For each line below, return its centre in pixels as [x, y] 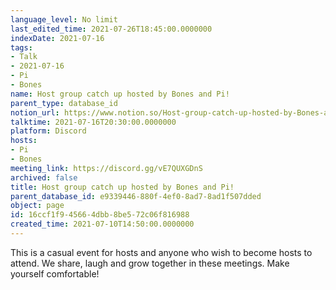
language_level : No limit [64, 19]
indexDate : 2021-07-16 [57, 38]
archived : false [44, 177]
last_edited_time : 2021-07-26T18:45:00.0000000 [111, 29]
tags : [21, 47]
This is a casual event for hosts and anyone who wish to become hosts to [161, 252]
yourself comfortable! [55, 273]
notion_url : [35, 112]
